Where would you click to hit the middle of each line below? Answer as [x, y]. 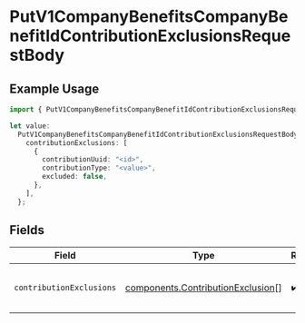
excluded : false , [74, 177]
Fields [27, 230]
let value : [30, 126]
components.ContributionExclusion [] [204, 288]
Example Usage [54, 88]
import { [26, 110]
